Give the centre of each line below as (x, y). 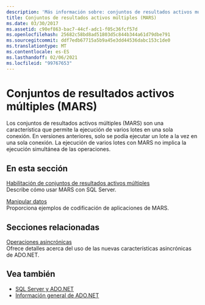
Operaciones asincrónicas (39, 242)
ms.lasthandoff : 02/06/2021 (42, 57)
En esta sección (37, 168)
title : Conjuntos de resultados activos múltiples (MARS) (81, 18)
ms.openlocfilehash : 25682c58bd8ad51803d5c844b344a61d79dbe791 (88, 35)
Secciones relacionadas (53, 227)
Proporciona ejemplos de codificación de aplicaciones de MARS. (88, 208)
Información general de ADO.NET (57, 295)
